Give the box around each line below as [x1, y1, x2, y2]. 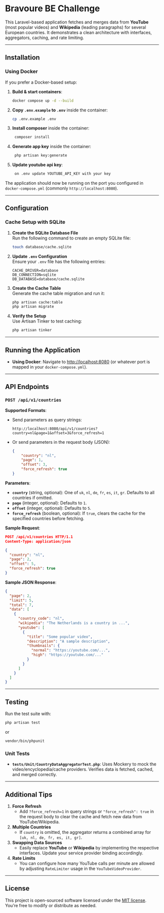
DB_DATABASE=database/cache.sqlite [12, 277, 85, 282]
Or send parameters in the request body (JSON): [12, 439, 110, 445]
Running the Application [5, 346, 81, 354]
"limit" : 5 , [9, 598, 34, 603]
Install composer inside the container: [12, 125, 89, 131]
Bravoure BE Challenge [5, 3, 100, 14]
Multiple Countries [12, 824, 51, 830]
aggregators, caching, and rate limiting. [5, 35, 84, 41]
